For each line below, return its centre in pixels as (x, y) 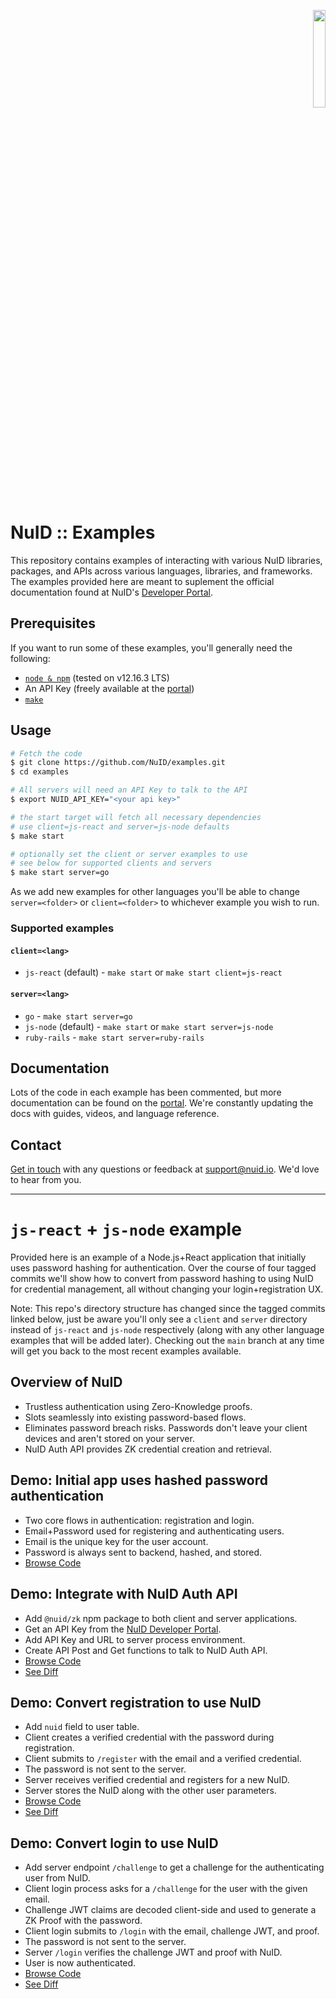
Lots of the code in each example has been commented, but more (146, 1092)
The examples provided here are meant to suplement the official (142, 581)
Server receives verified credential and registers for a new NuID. (157, 1780)
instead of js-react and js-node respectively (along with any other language (167, 1330)
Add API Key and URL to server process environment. (135, 1639)
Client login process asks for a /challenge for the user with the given (166, 1889)
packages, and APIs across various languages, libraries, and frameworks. (161, 571)
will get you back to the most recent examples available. (126, 1351)
